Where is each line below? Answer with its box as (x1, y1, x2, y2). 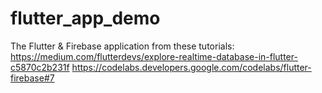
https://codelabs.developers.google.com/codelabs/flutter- (71, 61, 312, 73)
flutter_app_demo (10, 7, 161, 30)
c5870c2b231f (10, 61, 70, 73)
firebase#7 (10, 72, 55, 84)
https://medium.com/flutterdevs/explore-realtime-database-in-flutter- (10, 50, 298, 62)
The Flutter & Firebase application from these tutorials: (10, 40, 235, 52)
